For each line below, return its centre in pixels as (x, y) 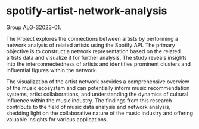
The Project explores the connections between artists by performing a (92, 38)
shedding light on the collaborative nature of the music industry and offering (100, 113)
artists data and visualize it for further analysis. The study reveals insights (97, 57)
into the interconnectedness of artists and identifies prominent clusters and (99, 64)
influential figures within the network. (52, 70)
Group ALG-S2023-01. (34, 27)
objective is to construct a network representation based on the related (93, 51)
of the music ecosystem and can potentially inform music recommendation (98, 88)
